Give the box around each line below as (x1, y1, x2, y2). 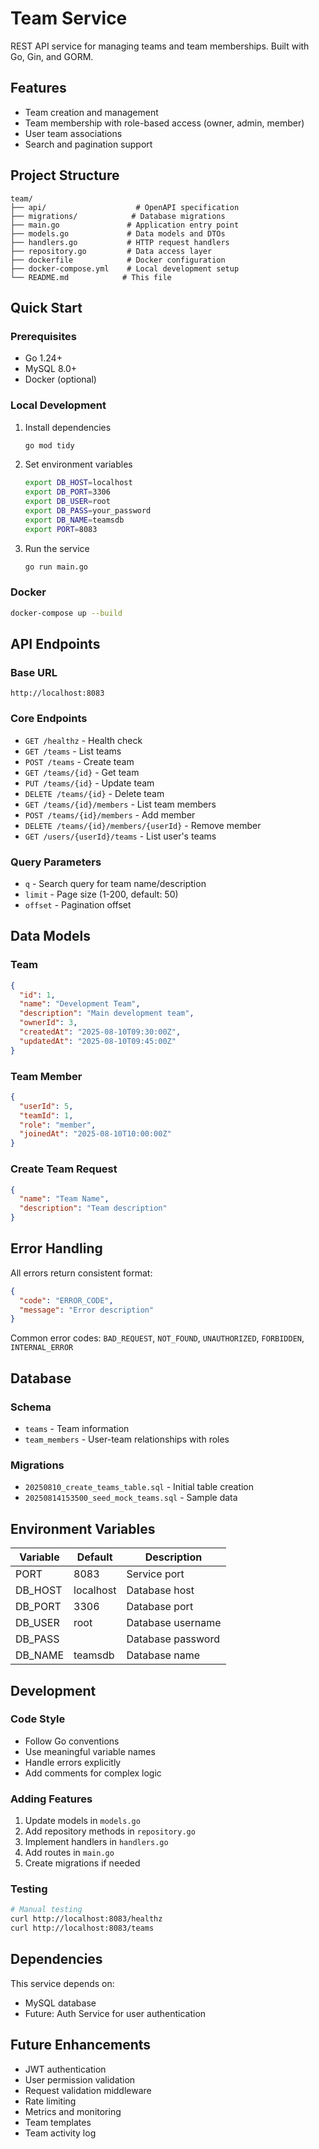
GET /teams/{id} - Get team (24, 766, 140, 778)
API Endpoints (10, 636, 101, 653)
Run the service (24, 542, 90, 554)
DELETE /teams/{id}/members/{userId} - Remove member (24, 819, 262, 831)
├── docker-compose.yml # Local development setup (10, 263, 240, 274)
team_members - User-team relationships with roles (24, 1433, 230, 1446)
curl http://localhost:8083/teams (10, 1923, 155, 1934)
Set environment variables (24, 458, 133, 471)
